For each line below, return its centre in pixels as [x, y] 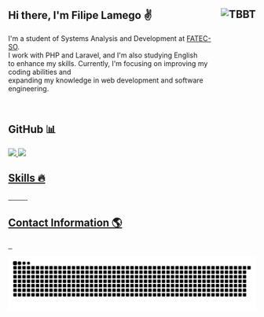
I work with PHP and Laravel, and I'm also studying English [103, 55]
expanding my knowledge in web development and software [106, 80]
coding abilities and [40, 72]
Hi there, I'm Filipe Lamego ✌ [80, 15]
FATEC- [199, 38]
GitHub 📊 [32, 129]
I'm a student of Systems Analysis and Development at [97, 38]
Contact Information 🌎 [65, 222]
